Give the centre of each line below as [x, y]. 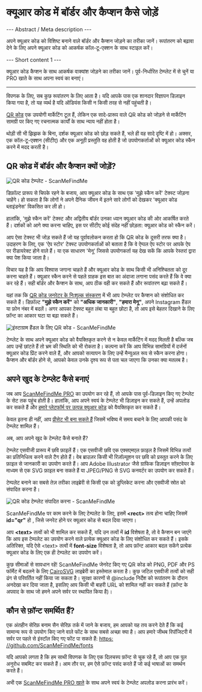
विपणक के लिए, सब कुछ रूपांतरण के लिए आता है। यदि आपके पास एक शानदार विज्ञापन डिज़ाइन [96, 96]
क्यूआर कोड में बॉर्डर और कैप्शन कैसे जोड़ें [82, 12]
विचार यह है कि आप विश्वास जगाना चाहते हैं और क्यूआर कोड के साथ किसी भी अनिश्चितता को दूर [97, 270]
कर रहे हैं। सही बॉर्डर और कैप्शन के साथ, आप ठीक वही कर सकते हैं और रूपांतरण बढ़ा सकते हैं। [97, 283]
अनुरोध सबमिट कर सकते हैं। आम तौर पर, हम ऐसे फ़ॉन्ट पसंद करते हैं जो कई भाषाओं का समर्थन [96, 664]
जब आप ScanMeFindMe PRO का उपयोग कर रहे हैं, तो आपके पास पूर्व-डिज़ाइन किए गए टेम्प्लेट [100, 394]
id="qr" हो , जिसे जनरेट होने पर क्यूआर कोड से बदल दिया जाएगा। [72, 520]
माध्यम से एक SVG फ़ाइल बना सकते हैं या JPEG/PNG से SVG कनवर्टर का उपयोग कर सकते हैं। [100, 470]
